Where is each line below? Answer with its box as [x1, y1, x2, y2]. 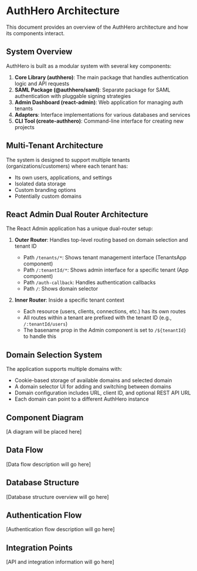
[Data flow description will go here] [6, 461, 91, 468]
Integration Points [6, 543, 73, 553]
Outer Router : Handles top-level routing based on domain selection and [14, 236, 188, 244]
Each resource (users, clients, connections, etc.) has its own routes [23, 308, 186, 315]
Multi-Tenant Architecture [6, 141, 104, 151]
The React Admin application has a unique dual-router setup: [6, 225, 154, 232]
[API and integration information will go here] [6, 559, 114, 566]
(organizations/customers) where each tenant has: [6, 163, 128, 170]
